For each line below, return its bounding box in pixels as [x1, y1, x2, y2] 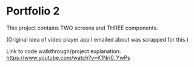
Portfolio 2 [6, 4, 60, 18]
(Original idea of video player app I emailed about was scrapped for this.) [6, 36, 189, 43]
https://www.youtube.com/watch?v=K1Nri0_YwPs [6, 54, 130, 61]
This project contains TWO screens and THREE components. [6, 24, 159, 31]
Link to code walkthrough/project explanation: [6, 47, 121, 55]
